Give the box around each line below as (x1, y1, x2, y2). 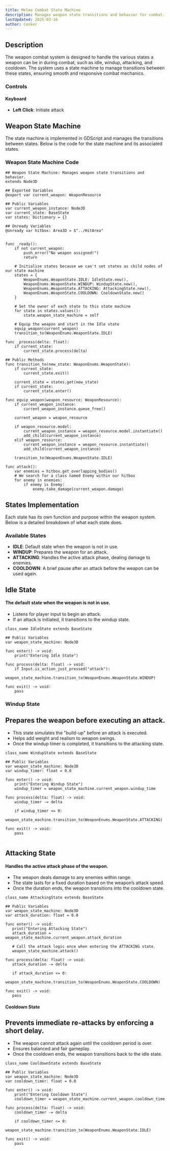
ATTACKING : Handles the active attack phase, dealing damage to (12, 555, 151, 561)
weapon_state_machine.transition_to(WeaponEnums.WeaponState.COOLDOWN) (5, 980, 160, 985)
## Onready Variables (5, 224, 51, 229)
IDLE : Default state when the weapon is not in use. (12, 543, 119, 550)
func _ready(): (5, 241, 38, 247)
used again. (12, 571, 38, 577)
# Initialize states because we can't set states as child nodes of (14, 264, 163, 269)
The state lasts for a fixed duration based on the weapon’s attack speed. (12, 880, 164, 886)
